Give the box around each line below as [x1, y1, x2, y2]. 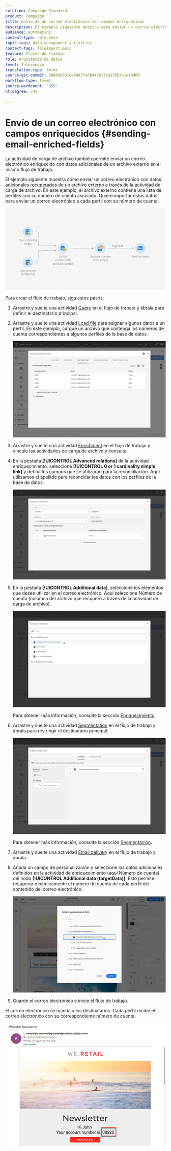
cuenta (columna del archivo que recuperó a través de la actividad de [12, 596, 159, 602]
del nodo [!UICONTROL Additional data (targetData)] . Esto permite [12, 875, 155, 882]
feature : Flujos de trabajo [5, 51, 65, 56]
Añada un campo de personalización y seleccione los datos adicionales [12, 864, 163, 871]
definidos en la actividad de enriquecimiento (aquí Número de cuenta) [12, 870, 160, 876]
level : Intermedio [5, 62, 44, 67]
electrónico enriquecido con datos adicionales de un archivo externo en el [5, 161, 161, 167]
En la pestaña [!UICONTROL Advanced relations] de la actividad [12, 457, 149, 464]
